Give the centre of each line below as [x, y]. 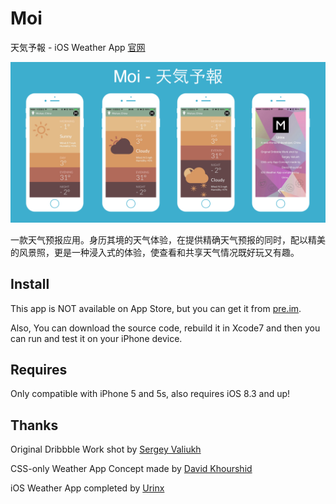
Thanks [34, 425]
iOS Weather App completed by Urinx [87, 488]
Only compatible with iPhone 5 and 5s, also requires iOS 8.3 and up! [150, 394]
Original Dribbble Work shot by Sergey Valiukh [106, 449]
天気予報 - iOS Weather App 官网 [78, 47]
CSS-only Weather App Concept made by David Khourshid [131, 469]
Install [30, 284]
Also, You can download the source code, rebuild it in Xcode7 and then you [165, 328]
